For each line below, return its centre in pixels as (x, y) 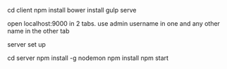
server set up (26, 44)
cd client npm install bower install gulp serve (72, 10)
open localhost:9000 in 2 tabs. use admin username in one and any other (114, 23)
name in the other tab (38, 31)
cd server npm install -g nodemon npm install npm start (88, 58)
